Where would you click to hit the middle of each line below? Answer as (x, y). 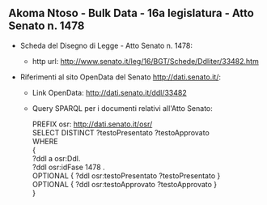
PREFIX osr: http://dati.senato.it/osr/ (92, 124)
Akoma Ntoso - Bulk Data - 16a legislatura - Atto (131, 13)
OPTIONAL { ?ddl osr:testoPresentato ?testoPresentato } (126, 175)
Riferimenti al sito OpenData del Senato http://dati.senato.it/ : (120, 77)
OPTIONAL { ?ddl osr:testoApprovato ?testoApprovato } (125, 184)
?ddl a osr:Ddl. (56, 158)
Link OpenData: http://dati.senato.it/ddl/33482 (110, 92)
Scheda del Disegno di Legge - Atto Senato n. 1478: (106, 45)
